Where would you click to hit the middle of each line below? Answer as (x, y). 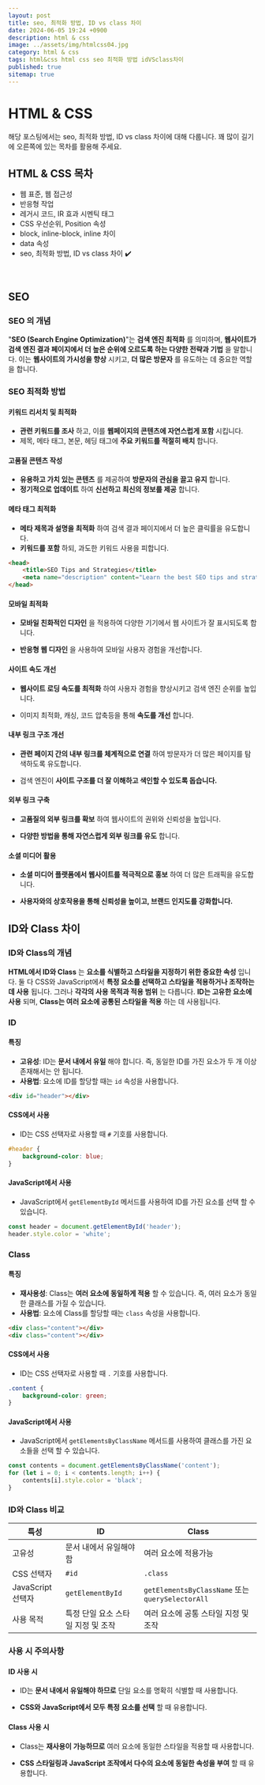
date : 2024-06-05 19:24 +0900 (58, 30)
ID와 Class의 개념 (40, 953)
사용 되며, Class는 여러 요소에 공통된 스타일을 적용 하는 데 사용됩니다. (114, 1001)
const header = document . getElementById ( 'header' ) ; (95, 1226)
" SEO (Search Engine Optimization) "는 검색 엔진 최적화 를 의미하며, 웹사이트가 (132, 339)
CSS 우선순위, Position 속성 (63, 224)
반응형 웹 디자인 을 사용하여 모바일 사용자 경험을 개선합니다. (111, 650)
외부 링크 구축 (29, 800)
